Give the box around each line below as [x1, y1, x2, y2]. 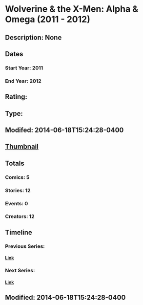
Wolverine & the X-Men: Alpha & [5, 3, 139, 15]
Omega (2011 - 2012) [5, 14, 90, 25]
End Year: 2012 [5, 77, 41, 84]
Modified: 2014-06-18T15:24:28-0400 [5, 293, 126, 302]
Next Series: [5, 267, 35, 274]
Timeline [5, 228, 33, 237]
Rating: [5, 93, 28, 101]
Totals [5, 159, 24, 167]
